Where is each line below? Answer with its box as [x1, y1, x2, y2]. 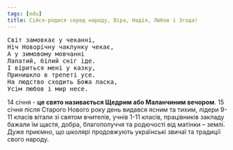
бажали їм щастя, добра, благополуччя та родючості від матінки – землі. [7, 120, 225, 128]
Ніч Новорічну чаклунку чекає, [7, 43, 114, 51]
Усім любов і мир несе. [7, 84, 89, 93]
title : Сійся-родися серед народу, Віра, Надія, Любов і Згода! [7, 17, 198, 24]
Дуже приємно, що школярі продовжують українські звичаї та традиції [7, 127, 221, 136]
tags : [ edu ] [7, 10, 42, 17]
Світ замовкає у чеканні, [7, 36, 96, 44]
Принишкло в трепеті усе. [7, 70, 96, 79]
